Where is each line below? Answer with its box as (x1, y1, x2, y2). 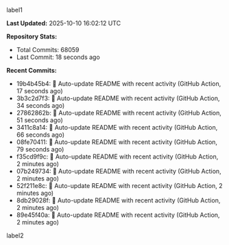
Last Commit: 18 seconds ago (16, 53, 100, 61)
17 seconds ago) (16, 87, 63, 95)
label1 (6, 6, 23, 14)
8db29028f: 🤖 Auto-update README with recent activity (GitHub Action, (16, 196, 221, 205)
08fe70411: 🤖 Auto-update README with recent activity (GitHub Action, (16, 138, 217, 146)
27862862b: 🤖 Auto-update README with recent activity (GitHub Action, (16, 109, 222, 117)
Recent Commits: (6, 67, 57, 74)
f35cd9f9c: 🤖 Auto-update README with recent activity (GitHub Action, (16, 152, 219, 161)
